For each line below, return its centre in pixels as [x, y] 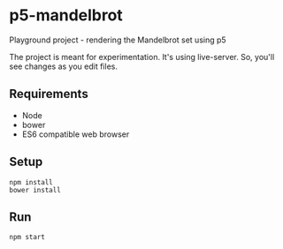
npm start [27, 238]
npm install [31, 182]
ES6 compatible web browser [76, 134]
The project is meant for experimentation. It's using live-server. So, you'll [142, 57]
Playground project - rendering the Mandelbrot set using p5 [118, 40]
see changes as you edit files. [63, 66]
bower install [35, 190]
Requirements [49, 94]
